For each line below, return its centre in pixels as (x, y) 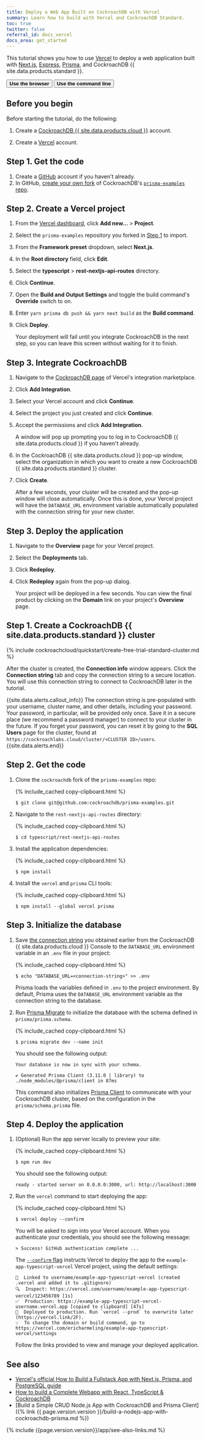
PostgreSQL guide (38, 1386)
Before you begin (40, 104)
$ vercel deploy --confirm (50, 1219)
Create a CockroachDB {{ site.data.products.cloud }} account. (93, 130)
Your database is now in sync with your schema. (78, 1065)
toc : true (19, 23)
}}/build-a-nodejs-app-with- (133, 1412)
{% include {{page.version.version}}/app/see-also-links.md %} (86, 1430)
